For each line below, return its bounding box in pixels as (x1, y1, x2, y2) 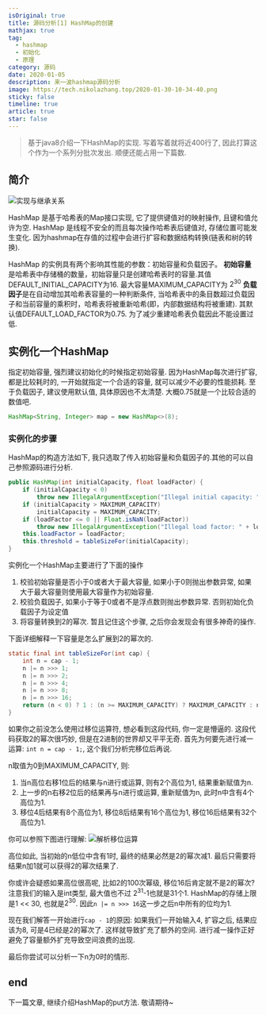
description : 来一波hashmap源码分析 (8, 78, 121, 86)
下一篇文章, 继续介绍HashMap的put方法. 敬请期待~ (8, 998, 174, 1007)
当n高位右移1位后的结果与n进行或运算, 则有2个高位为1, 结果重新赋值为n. (19, 778, 253, 787)
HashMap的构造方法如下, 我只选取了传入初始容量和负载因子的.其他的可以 (8, 453, 247, 462)
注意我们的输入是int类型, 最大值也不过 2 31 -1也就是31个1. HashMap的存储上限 (8, 886, 257, 897)
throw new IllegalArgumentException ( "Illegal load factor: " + (36, 523, 249, 531)
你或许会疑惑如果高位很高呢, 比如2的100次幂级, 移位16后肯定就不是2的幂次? (8, 878, 255, 887)
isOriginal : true (8, 11, 66, 20)
